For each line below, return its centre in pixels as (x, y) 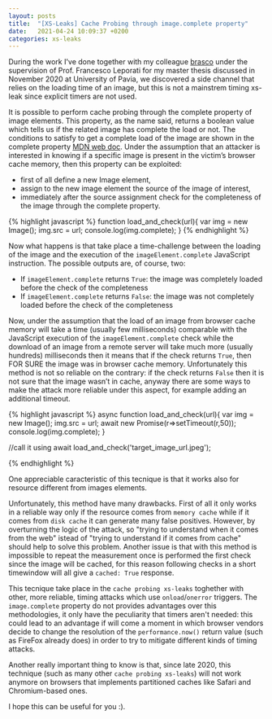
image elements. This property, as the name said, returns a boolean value (132, 121)
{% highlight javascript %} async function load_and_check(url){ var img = (131, 414)
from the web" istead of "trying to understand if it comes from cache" (125, 538)
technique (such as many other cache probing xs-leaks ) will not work (125, 673)
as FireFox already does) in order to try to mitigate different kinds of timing (133, 641)
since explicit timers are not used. (80, 96)
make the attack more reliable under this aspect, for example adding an (127, 390)
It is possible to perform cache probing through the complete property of (130, 112)
